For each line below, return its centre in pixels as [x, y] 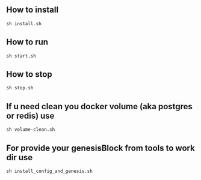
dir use [20, 157]
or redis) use [30, 115]
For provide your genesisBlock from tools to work [101, 148]
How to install [32, 10]
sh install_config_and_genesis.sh [50, 171]
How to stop [29, 74]
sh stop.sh [20, 88]
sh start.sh [21, 56]
